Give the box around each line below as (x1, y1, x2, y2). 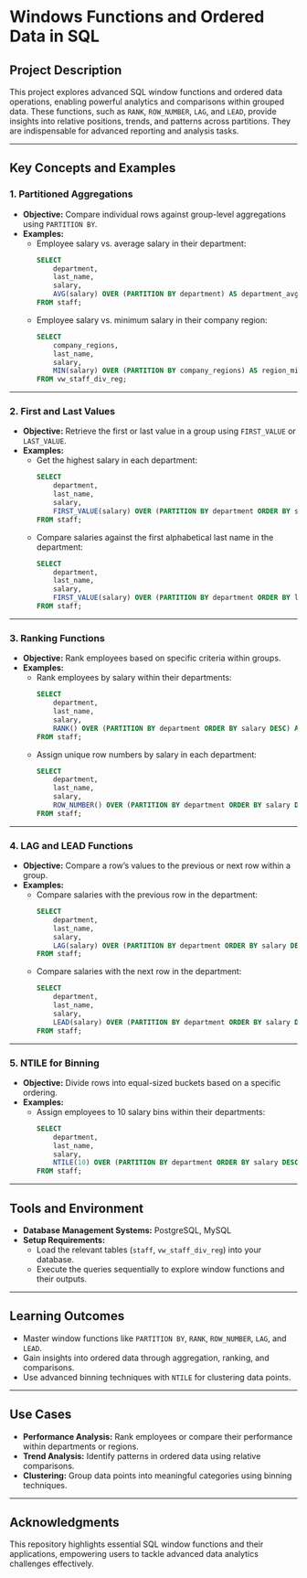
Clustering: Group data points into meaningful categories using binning (22, 1470, 292, 1481)
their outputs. (36, 1273, 88, 1284)
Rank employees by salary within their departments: (36, 672, 232, 683)
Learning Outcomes (9, 1308, 125, 1324)
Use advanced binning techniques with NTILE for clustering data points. (22, 1371, 291, 1382)
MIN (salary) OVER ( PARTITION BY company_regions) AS (53, 366, 259, 376)
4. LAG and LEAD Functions (9, 839, 134, 852)
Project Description (9, 62, 122, 78)
